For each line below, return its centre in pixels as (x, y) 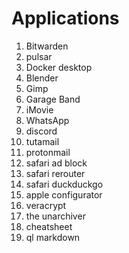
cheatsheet (49, 226)
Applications (65, 18)
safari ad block (56, 163)
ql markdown (53, 237)
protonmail (48, 152)
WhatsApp (47, 120)
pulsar (39, 56)
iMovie (39, 109)
